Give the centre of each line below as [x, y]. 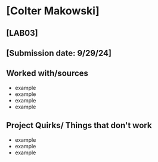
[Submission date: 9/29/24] [59, 53]
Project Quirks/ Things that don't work [79, 125]
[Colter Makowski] [53, 11]
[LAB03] [22, 33]
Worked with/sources [47, 74]
